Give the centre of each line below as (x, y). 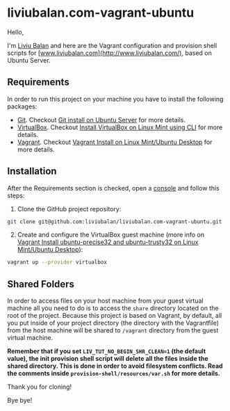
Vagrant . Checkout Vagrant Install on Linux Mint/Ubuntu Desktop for (115, 142)
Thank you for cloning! (39, 387)
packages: (22, 106)
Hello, (16, 32)
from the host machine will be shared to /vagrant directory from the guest (113, 330)
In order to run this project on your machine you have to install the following (115, 99)
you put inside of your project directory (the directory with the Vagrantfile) (113, 323)
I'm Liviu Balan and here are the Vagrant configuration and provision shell (112, 45)
